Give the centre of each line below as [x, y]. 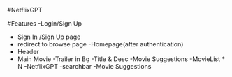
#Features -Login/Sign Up [45, 23]
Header [28, 52]
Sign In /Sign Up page [49, 37]
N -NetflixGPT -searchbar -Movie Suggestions [84, 66]
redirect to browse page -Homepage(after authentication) [100, 44]
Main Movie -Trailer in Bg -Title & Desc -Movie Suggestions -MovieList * [121, 59]
